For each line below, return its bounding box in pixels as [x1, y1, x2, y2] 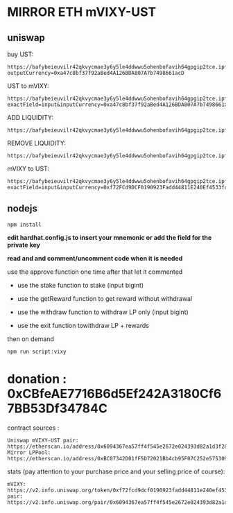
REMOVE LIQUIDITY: [7, 139, 66, 147]
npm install [7, 221, 42, 228]
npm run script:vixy [7, 348, 67, 355]
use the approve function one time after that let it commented [7, 268, 183, 276]
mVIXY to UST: [7, 164, 50, 173]
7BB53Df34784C [7, 401, 107, 416]
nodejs [7, 202, 38, 215]
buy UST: [7, 50, 34, 58]
